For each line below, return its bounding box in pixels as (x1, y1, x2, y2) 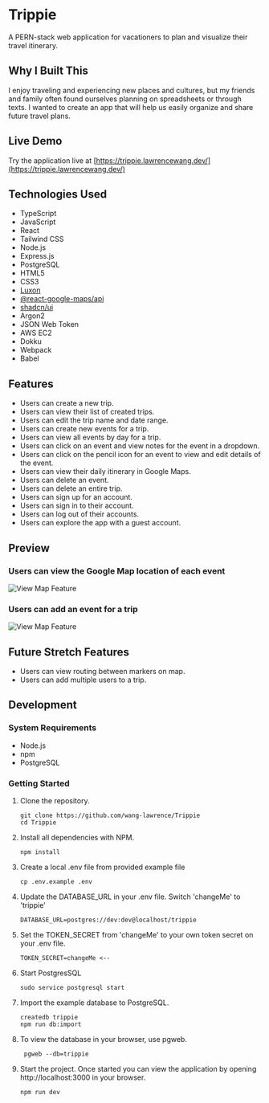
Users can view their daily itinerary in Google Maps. (19, 467, 191, 476)
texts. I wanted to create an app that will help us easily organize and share (8, 102, 254, 112)
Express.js (19, 251, 55, 261)
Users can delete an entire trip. (19, 484, 123, 493)
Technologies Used (8, 187, 107, 201)
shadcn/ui (19, 303, 54, 313)
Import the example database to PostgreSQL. (19, 998, 169, 1007)
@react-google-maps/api (19, 294, 104, 304)
